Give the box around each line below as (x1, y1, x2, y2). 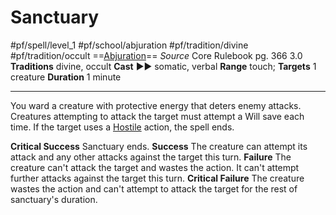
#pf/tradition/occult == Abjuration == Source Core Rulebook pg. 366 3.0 (10, 49, 303, 61)
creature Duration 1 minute (10, 71, 122, 83)
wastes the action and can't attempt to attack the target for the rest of (10, 182, 298, 195)
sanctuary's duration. (10, 193, 98, 205)
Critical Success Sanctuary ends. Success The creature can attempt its (10, 140, 308, 152)
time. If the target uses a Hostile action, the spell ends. (10, 121, 235, 133)
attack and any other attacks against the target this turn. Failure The (10, 151, 292, 163)
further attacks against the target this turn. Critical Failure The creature (10, 172, 305, 184)
